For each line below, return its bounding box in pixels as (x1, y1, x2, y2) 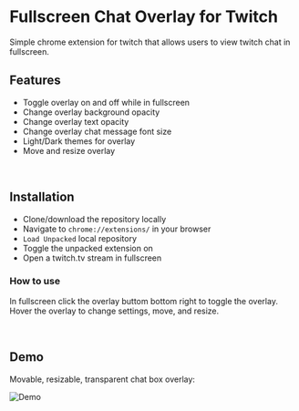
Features (9, 73, 61, 88)
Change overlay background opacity (22, 107, 160, 118)
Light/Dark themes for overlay (22, 135, 136, 147)
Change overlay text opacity (22, 116, 129, 127)
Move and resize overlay (22, 145, 116, 156)
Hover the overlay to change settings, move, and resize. (9, 305, 220, 316)
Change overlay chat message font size (22, 126, 172, 137)
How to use (9, 275, 61, 288)
